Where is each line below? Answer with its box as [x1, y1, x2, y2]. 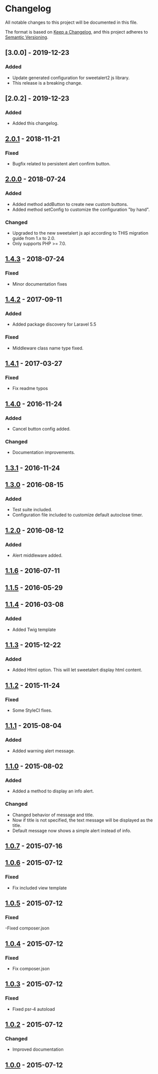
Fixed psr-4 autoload [12, 1006, 55, 1012]
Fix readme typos [12, 386, 48, 391]
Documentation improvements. [12, 449, 76, 455]
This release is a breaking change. [12, 80, 82, 86]
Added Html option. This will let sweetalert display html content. [12, 667, 142, 673]
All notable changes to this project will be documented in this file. [5, 19, 138, 25]
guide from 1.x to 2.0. [12, 235, 56, 241]
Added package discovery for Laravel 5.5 [12, 321, 96, 327]
